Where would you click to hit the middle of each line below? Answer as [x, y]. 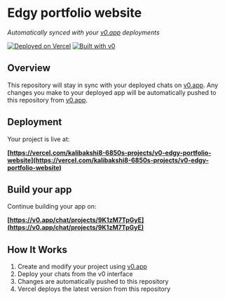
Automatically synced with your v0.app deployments [83, 32]
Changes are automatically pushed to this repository [93, 282]
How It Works [37, 250]
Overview [29, 68]
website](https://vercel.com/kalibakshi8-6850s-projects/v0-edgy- [108, 160]
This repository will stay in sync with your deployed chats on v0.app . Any [113, 85]
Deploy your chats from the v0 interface [75, 274]
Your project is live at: [39, 139]
